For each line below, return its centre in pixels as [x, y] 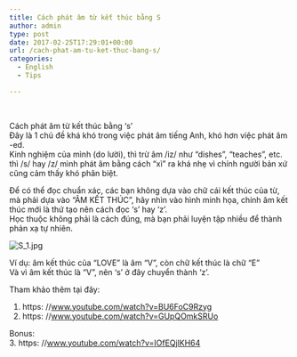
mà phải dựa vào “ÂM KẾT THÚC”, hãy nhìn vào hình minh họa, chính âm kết [148, 199]
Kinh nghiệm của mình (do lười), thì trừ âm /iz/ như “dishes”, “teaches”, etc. [146, 154]
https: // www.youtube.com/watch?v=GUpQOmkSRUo [120, 316]
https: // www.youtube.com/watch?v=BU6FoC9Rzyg [117, 306]
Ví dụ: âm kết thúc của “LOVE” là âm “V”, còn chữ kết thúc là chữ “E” [135, 263]
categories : [31, 59]
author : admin [36, 26]
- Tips [29, 76]
